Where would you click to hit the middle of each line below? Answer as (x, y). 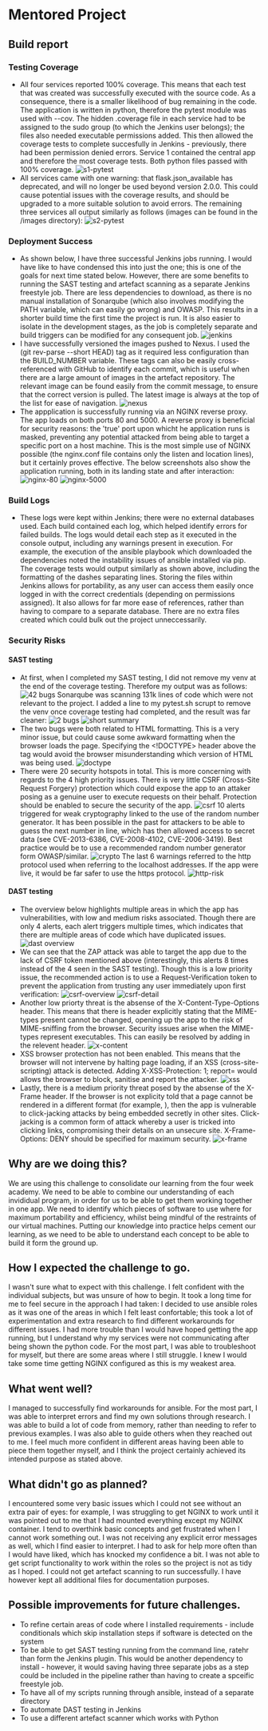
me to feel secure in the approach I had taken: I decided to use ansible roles (133, 1304)
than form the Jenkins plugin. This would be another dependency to (131, 1658)
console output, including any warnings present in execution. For (126, 543)
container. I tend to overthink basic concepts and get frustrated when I (124, 1529)
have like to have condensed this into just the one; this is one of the (130, 267)
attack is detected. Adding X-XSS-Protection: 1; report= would (155, 1071)
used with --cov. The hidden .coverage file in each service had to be (132, 118)
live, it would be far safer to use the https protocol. (102, 873)
